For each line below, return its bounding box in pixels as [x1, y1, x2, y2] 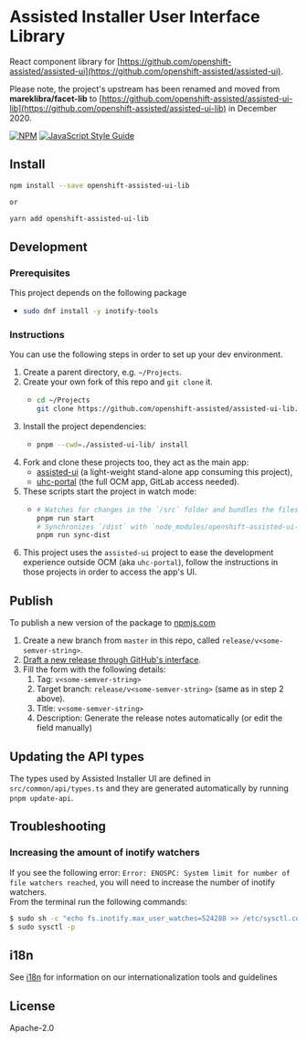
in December [228, 102, 277, 113]
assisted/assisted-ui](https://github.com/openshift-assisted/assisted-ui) [9, 66, 281, 77]
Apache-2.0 [9, 1023, 55, 1034]
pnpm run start [36, 513, 94, 522]
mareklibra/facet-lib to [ [9, 93, 102, 104]
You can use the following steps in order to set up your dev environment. [9, 349, 283, 360]
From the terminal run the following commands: [9, 896, 188, 907]
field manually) [36, 722, 93, 733]
